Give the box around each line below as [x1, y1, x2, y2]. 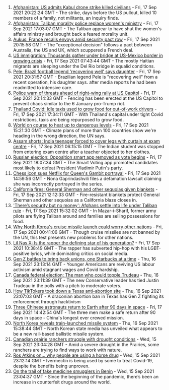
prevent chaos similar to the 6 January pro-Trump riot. [13, 101, 126, 106]
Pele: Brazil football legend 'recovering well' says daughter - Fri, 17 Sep [13, 69, 161, 75]
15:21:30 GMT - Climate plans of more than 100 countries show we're [13, 127, 156, 133]
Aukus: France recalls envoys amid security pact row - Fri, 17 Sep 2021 [13, 36, 160, 42]
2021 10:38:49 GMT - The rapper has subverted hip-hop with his [13, 245, 147, 251]
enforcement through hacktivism [13, 299, 81, 304]
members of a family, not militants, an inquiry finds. [13, 15, 120, 21]
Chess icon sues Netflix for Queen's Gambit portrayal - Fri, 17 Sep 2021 [13, 170, 161, 176]
